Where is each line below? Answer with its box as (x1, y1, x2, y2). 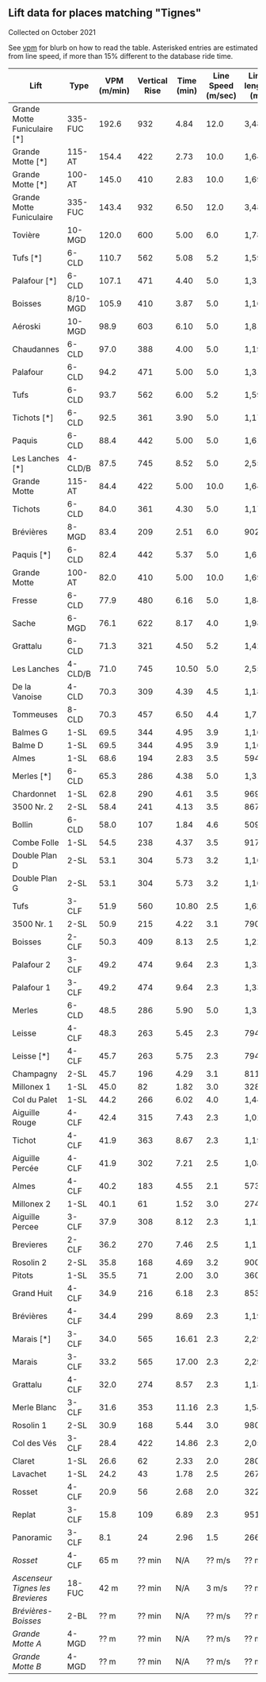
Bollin (12, 819, 33, 830)
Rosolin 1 (12, 1419, 47, 1430)
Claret (12, 1455, 35, 1466)
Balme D (12, 739, 44, 750)
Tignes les (12, 1582, 51, 1593)
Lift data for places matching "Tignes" (8, 6, 202, 20)
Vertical (137, 75, 168, 86)
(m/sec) (205, 90, 237, 101)
